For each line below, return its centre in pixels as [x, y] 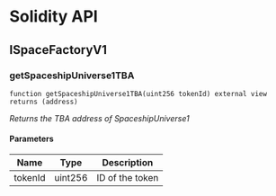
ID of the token [128, 178]
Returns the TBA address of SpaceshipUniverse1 [100, 118]
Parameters [31, 139]
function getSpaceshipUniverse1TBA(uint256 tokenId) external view [138, 94]
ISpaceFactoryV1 [58, 50]
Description [128, 163]
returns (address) [44, 102]
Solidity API [54, 17]
